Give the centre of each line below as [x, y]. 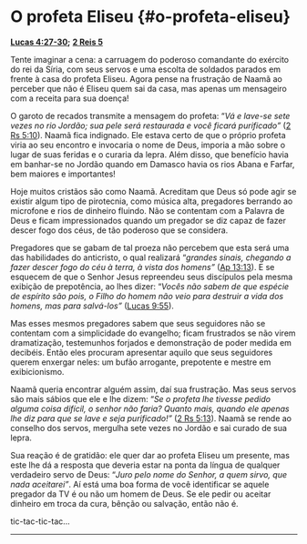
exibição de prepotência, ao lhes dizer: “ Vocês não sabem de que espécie [150, 286]
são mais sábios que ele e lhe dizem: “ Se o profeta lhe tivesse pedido [141, 398]
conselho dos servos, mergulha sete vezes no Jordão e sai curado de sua [149, 428]
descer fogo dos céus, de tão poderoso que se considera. [119, 230]
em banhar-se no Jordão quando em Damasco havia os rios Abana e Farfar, [153, 164]
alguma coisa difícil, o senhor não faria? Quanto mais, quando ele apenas [150, 408]
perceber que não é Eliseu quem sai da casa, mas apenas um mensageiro [149, 88]
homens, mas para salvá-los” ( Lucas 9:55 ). [92, 306]
